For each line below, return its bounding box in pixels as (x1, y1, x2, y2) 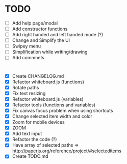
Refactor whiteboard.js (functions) (12, 79, 85, 85)
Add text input (12, 131, 42, 137)
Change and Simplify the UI (12, 37, 70, 43)
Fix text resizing (12, 90, 46, 96)
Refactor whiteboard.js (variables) (12, 96, 84, 102)
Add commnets (12, 55, 44, 61)
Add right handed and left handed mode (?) (12, 32, 104, 38)
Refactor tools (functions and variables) (12, 102, 95, 108)
